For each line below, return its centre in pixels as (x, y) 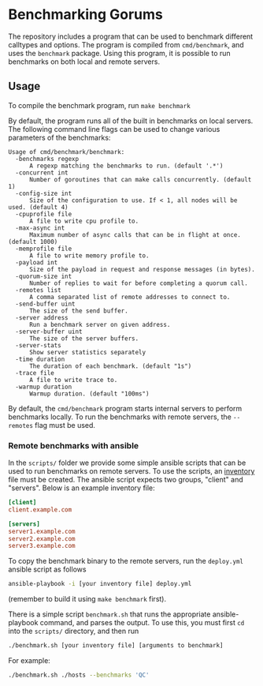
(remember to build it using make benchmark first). (87, 599)
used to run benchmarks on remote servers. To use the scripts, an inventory (131, 471)
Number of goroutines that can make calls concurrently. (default (140, 179)
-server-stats (38, 345)
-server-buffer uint (49, 332)
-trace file (35, 373)
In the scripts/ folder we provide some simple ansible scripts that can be (127, 463)
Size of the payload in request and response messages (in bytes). (142, 269)
